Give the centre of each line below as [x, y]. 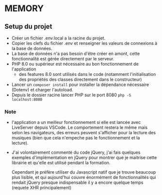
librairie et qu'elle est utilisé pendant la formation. [61, 163]
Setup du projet [28, 27]
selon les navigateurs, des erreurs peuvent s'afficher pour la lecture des [84, 133]
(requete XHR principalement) [41, 188]
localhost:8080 [27, 100]
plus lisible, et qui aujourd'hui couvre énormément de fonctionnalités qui [84, 177]
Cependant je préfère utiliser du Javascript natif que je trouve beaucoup [84, 172]
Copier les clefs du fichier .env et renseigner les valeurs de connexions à [84, 43]
